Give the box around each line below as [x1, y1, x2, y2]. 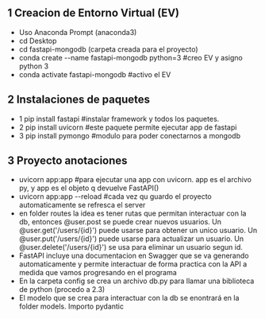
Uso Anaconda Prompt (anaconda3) [18, 27, 137, 37]
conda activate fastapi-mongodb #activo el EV [18, 69, 171, 79]
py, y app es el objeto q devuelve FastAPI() [18, 183, 159, 193]
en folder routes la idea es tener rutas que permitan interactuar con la [18, 208, 247, 218]
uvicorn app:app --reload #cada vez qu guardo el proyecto [18, 192, 212, 201]
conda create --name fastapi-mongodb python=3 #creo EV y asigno [18, 53, 243, 62]
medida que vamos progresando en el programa [18, 268, 178, 278]
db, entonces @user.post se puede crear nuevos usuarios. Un [18, 217, 221, 227]
